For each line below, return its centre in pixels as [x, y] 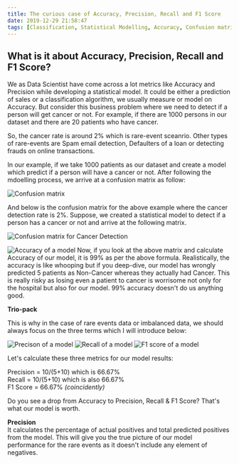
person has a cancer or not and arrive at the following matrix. [97, 223]
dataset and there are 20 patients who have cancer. [83, 122]
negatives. [23, 453]
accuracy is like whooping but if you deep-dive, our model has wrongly [111, 265]
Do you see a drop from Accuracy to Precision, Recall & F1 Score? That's [114, 401]
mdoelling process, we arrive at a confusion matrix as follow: [96, 180]
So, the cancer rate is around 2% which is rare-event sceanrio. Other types [117, 136]
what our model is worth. [44, 408]
